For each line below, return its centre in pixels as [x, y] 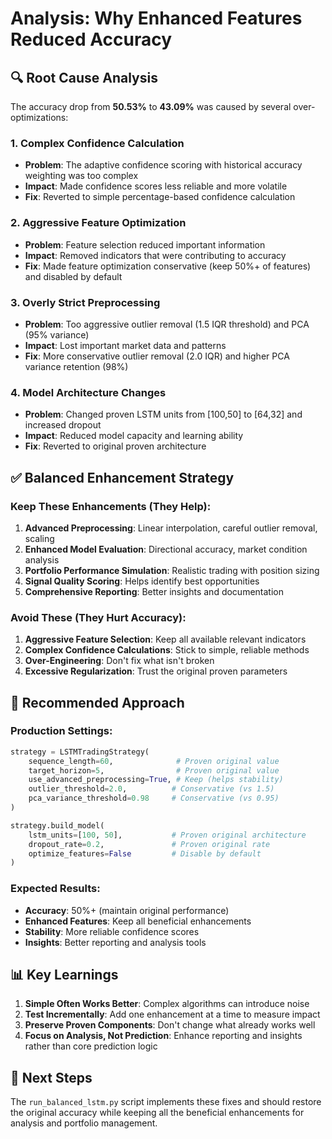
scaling [39, 538]
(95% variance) [57, 334]
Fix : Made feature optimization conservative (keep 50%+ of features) [168, 266]
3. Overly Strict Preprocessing [85, 302]
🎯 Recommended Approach [97, 702]
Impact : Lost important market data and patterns [125, 345]
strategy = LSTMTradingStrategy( [80, 752]
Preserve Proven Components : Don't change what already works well [170, 1025]
